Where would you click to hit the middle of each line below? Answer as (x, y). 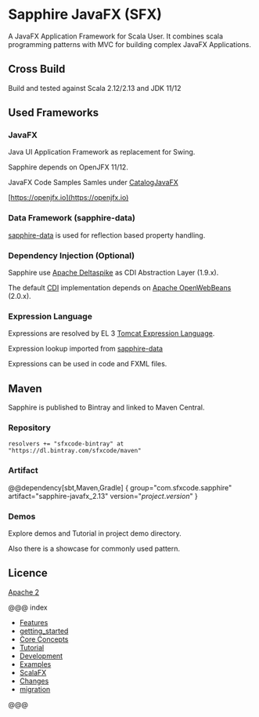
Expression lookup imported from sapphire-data (85, 349)
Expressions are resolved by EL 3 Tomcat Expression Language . (112, 333)
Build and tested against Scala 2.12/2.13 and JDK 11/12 (95, 88)
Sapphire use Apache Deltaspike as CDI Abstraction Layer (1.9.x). (113, 273)
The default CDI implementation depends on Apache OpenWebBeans (120, 288)
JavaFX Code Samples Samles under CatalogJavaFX (93, 183)
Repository (29, 428)
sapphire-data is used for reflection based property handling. (107, 235)
